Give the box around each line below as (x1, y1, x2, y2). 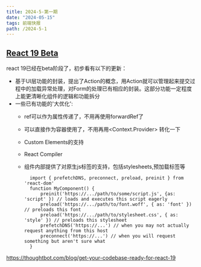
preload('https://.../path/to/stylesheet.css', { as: (40, 212, 179, 218)
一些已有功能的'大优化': (14, 100, 74, 107)
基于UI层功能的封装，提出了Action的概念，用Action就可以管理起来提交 (14, 78, 190, 85)
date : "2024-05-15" (6, 14, 56, 20)
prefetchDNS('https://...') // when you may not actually (40, 222, 190, 229)
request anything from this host (24, 228, 109, 234)
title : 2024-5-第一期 (6, 8, 58, 15)
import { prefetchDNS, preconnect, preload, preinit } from (29, 175, 184, 181)
